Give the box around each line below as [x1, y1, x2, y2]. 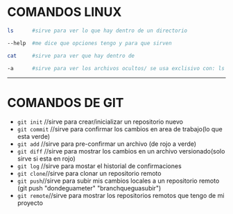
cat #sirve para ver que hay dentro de [7, 52, 135, 59]
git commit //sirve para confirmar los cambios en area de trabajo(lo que [17, 125, 223, 133]
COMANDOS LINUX [7, 4, 122, 20]
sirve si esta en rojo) [17, 154, 76, 163]
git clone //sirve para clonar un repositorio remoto [17, 170, 162, 178]
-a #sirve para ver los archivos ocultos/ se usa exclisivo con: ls [7, 65, 225, 72]
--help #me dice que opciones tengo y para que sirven [7, 40, 172, 47]
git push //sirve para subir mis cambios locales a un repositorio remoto [17, 176, 220, 185]
